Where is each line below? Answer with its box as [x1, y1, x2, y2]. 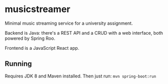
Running [5, 59, 32, 68]
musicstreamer [5, 4, 71, 15]
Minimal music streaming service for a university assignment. [5, 20, 133, 26]
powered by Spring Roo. [5, 35, 55, 41]
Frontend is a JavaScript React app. [5, 45, 80, 51]
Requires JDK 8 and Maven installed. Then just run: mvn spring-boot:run [5, 73, 156, 79]
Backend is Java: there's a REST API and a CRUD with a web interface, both [5, 30, 163, 36]
